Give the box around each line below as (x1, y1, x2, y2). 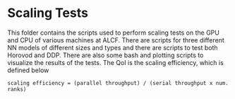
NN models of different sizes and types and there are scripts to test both (7, 43, 218, 52)
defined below (7, 66, 49, 74)
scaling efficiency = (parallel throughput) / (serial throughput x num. (7, 79, 229, 86)
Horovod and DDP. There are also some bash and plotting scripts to (7, 51, 204, 59)
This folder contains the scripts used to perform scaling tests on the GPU (7, 28, 220, 37)
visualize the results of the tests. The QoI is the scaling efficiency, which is (7, 58, 224, 66)
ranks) (7, 86, 27, 93)
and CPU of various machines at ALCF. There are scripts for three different (7, 35, 224, 44)
